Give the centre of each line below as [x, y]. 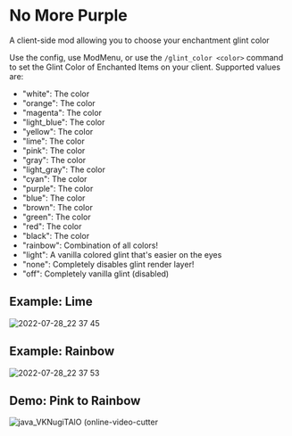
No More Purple [68, 16]
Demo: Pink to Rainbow [75, 401]
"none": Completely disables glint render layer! [108, 264]
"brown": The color [58, 207]
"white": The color [56, 94]
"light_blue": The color [63, 122]
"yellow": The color [58, 131]
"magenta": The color [62, 112]
